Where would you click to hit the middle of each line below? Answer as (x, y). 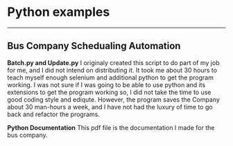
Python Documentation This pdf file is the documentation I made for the (111, 127)
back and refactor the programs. (54, 114)
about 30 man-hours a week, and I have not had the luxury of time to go (110, 107)
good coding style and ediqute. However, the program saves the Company (114, 99)
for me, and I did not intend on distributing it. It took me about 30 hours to (112, 70)
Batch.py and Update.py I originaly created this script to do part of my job (113, 62)
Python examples (59, 12)
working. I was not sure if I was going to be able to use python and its (106, 84)
